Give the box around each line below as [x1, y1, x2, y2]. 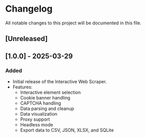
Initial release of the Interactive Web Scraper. [12, 79, 107, 85]
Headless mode [20, 122, 53, 128]
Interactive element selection [20, 89, 81, 95]
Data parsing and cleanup [20, 106, 75, 112]
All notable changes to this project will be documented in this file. [5, 20, 142, 26]
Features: [12, 84, 33, 90]
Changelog [5, 3, 53, 15]
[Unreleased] [5, 34, 48, 43]
